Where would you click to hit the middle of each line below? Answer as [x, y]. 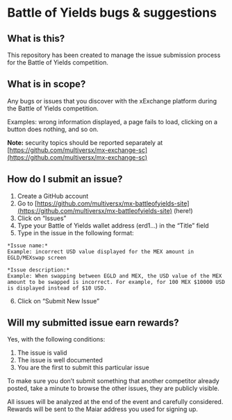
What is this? [36, 39]
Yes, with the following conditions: [56, 339]
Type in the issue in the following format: [75, 233]
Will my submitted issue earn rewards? [93, 323]
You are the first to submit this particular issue [83, 368]
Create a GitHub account [53, 196]
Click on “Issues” [42, 218]
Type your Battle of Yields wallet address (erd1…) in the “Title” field [113, 225]
